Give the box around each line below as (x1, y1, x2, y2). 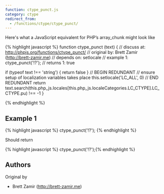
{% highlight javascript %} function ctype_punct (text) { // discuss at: (5, 44, 146, 50)
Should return (5, 137, 33, 143)
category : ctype (5, 12, 39, 17)
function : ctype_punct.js (5, 7, 58, 12)
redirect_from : (5, 16, 37, 21)
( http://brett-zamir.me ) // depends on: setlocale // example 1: (5, 55, 128, 61)
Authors (5, 161, 31, 169)
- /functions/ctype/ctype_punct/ (9, 21, 79, 26)
